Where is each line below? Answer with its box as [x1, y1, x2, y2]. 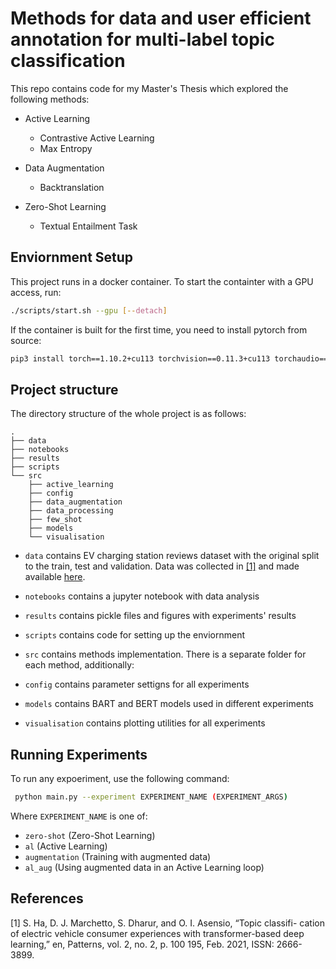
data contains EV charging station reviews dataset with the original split [24, 550, 320, 562]
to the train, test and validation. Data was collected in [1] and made [24, 560, 300, 572]
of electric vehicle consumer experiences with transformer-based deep [10, 927, 305, 939]
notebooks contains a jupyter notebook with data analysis [24, 590, 260, 602]
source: [10, 334, 42, 346]
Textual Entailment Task [39, 220, 138, 232]
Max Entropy [39, 142, 93, 154]
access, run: [10, 286, 62, 298]
